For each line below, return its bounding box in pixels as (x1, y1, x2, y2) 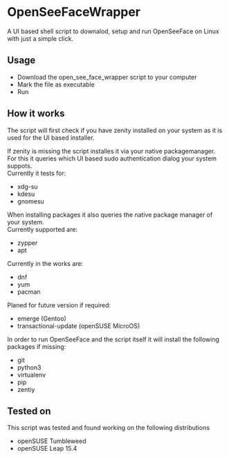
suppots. (7, 161, 33, 170)
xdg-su (17, 182, 38, 190)
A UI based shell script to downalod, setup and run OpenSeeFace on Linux (7, 27, 219, 35)
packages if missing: (7, 342, 66, 350)
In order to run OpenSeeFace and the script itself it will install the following (7, 335, 220, 343)
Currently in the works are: (7, 259, 84, 267)
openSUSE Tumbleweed (17, 437, 86, 445)
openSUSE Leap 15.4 (17, 444, 77, 453)
